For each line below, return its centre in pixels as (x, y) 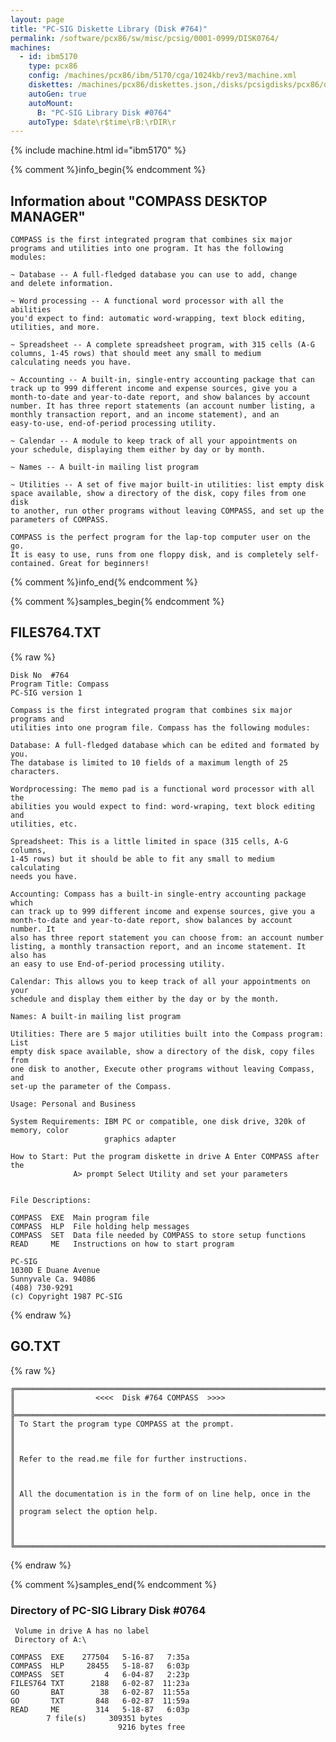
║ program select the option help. (84, 1511)
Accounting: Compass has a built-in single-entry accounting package (158, 894)
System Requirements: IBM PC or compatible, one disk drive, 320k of (158, 1121)
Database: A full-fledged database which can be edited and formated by (165, 745)
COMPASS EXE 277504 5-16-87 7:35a (100, 1657)
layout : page (37, 19)
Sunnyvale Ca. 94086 (53, 1279)
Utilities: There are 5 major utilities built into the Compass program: (167, 1034)
